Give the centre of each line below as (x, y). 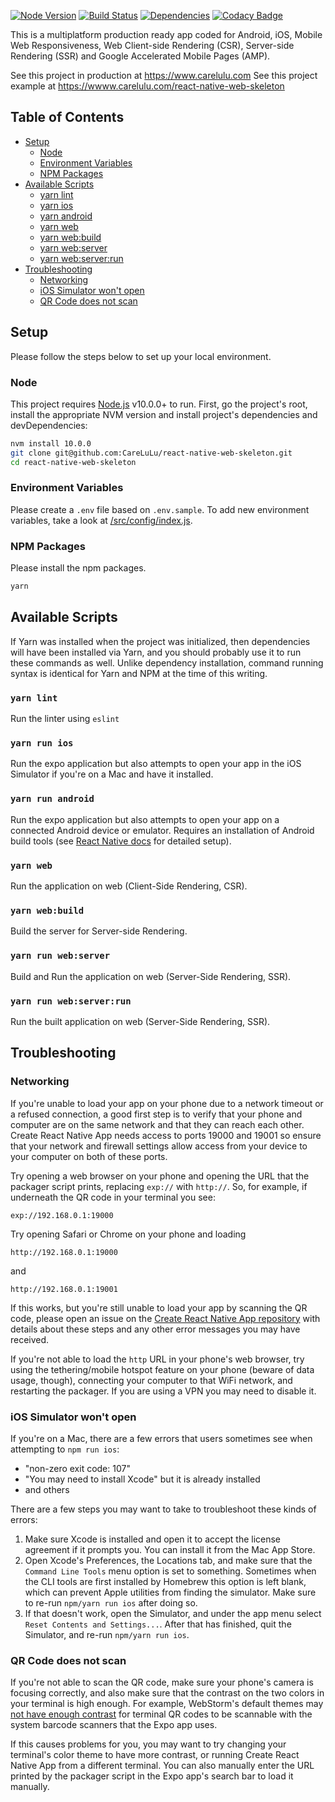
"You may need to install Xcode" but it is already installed (142, 1479)
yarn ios (56, 205)
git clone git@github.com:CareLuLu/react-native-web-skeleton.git (151, 453)
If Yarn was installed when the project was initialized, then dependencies (160, 641)
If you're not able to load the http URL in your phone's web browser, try (157, 1359)
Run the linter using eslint (65, 719)
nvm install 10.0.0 (51, 443)
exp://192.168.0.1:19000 (62, 1215)
